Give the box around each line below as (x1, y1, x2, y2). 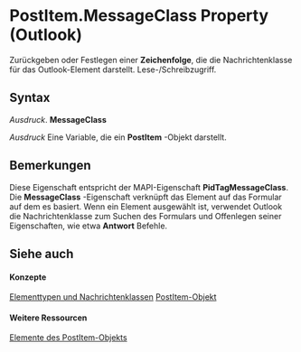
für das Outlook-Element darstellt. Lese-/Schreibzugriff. (9, 64, 217, 75)
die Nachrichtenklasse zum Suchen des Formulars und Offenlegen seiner (9, 210, 282, 221)
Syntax (9, 90, 51, 106)
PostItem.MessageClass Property (9, 5, 269, 26)
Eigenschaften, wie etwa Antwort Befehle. (9, 220, 168, 231)
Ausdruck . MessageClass (9, 114, 107, 125)
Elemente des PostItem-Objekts (9, 332, 128, 343)
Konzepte (9, 272, 47, 283)
